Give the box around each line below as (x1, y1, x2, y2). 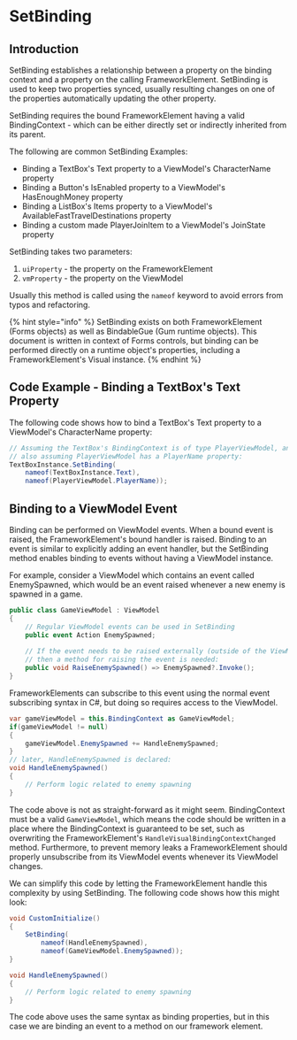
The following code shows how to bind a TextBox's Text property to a (9, 417, 263, 428)
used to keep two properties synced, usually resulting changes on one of (9, 84, 276, 94)
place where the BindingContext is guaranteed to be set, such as (9, 823, 245, 834)
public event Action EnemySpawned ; (25, 630, 156, 639)
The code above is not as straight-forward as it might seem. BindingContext (9, 804, 286, 815)
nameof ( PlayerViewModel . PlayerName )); (25, 476, 168, 486)
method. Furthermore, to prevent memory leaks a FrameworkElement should (9, 842, 288, 852)
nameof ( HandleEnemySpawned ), (41, 938, 148, 948)
